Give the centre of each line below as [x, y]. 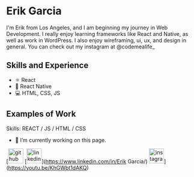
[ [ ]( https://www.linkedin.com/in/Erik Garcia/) [77, 161]
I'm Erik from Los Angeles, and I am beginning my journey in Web [87, 28]
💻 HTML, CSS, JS [38, 93]
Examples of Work [41, 114]
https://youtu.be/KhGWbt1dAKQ [47, 167]
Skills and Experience [47, 65]
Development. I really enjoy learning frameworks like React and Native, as [97, 33]
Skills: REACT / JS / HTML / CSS [46, 128]
